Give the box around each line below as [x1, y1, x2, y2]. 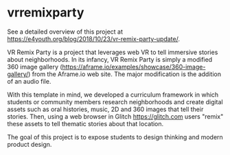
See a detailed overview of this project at [7, 27, 124, 36]
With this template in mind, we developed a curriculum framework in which [7, 91, 219, 99]
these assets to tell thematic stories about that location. [7, 119, 164, 128]
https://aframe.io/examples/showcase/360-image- [62, 62, 206, 71]
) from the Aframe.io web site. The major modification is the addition [28, 70, 222, 78]
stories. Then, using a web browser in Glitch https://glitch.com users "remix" [7, 112, 224, 121]
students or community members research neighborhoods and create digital [7, 97, 223, 106]
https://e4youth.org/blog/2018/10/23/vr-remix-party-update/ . [7, 34, 181, 43]
